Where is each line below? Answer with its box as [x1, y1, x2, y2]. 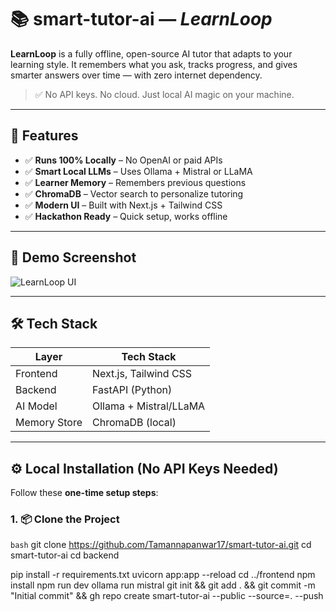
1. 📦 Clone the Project [10, 512, 120, 526]
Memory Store [15, 416, 83, 430]
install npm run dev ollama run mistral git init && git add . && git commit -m [10, 579, 316, 591]
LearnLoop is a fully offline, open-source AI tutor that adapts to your [10, 47, 293, 60]
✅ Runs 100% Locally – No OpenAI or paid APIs [24, 154, 223, 166]
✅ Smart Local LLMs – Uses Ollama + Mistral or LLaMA [24, 165, 253, 177]
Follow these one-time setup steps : [10, 487, 159, 499]
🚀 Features [10, 127, 79, 145]
